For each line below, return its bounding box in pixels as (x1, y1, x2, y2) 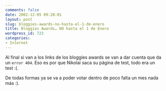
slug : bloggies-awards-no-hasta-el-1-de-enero (5, 21, 105, 27)
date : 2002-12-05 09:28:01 (5, 12, 62, 17)
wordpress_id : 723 (5, 31, 44, 36)
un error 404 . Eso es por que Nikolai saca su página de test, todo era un (5, 59, 155, 66)
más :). (5, 80, 20, 86)
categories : (5, 36, 30, 41)
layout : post (5, 17, 33, 22)
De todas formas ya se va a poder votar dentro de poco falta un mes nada (5, 74, 158, 81)
